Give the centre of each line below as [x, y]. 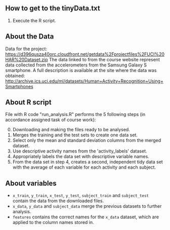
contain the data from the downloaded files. [58, 201]
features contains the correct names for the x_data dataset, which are [86, 217]
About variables [31, 183]
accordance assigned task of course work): [51, 120]
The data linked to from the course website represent [104, 59]
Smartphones [19, 86]
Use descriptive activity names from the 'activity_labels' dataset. [80, 151]
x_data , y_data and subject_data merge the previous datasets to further [87, 206]
